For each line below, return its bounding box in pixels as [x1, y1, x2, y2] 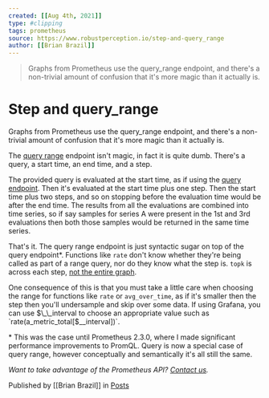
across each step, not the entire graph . [8, 267, 137, 277]
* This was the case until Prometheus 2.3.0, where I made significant [8, 332, 235, 342]
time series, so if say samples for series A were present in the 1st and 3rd [8, 209, 251, 219]
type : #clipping [8, 19, 63, 27]
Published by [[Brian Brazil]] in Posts [8, 380, 130, 390]
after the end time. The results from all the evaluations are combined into [8, 201, 249, 210]
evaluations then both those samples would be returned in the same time [8, 217, 250, 227]
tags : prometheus [8, 26, 67, 35]
